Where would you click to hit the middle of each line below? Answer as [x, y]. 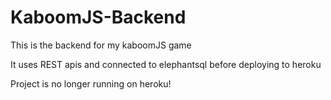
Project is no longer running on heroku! [91, 83]
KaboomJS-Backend [98, 17]
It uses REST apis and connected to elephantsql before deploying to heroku [166, 64]
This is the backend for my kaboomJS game [101, 45]
